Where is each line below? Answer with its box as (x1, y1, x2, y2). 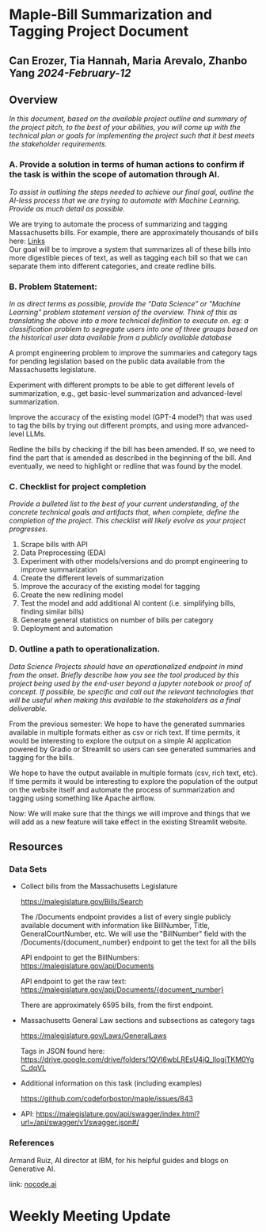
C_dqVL (20, 1063, 47, 1073)
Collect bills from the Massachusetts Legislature (20, 881, 178, 892)
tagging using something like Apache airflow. (9, 793, 156, 803)
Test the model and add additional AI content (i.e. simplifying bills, (20, 599, 236, 608)
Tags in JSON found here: (20, 1047, 105, 1056)
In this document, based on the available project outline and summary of (9, 114, 247, 124)
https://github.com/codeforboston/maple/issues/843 (20, 1094, 193, 1104)
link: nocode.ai (9, 1179, 57, 1188)
